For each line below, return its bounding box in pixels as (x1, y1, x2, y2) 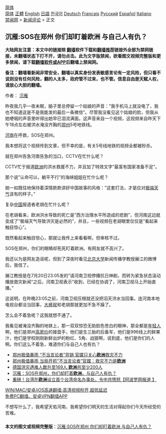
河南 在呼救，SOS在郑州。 (5, 132, 58, 138)
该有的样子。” (9, 191, 36, 196)
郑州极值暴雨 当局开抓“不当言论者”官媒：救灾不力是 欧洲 (12, 358, 126, 364)
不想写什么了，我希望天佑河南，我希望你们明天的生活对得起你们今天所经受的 (5, 403, 161, 409)
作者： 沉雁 (5, 93, 28, 98)
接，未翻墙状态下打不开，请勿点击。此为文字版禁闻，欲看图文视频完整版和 (5, 53, 157, 59)
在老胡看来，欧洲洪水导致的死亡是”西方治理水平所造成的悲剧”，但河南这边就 (5, 212, 161, 218)
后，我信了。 (5, 262, 31, 268)
